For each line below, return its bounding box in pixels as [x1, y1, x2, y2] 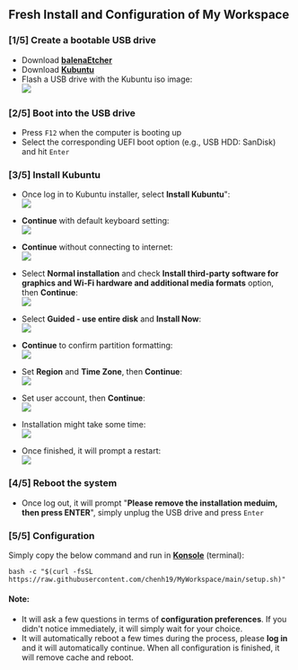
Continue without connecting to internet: [21, 242, 173, 252]
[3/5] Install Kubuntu [8, 168, 101, 181]
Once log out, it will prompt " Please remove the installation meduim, [21, 498, 278, 508]
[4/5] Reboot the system [8, 477, 118, 489]
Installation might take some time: [21, 419, 146, 430]
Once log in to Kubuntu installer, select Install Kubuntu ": [21, 189, 231, 200]
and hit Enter [21, 145, 70, 156]
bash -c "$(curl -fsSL [8, 567, 93, 576]
